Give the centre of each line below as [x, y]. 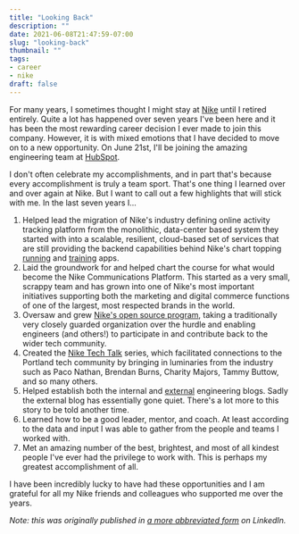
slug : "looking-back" [50, 42]
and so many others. [60, 381]
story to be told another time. [75, 409]
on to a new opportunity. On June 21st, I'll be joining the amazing [129, 147]
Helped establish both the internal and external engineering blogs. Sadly [155, 390]
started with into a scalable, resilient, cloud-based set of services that [150, 238]
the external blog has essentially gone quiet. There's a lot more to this [150, 400]
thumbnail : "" [36, 51]
